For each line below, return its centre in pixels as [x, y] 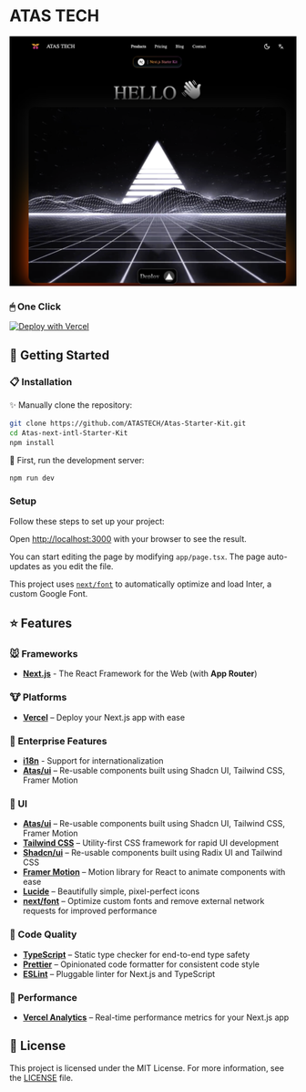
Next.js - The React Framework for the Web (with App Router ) [140, 674]
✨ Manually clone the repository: [71, 405]
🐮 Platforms [38, 697]
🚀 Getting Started [60, 355]
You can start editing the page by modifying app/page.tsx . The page [138, 556]
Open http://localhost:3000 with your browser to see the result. [128, 538]
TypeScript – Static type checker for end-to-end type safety [136, 954]
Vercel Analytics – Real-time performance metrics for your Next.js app [156, 1017]
